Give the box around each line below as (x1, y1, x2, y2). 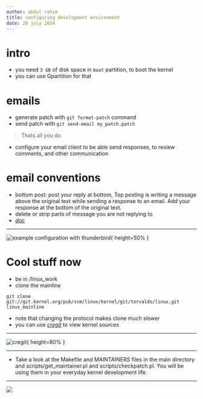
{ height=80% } (26, 339, 65, 346)
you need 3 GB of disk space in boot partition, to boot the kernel (14, 66, 173, 73)
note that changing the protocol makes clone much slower (14, 315, 160, 322)
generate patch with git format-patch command (14, 114, 137, 121)
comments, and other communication (14, 150, 109, 157)
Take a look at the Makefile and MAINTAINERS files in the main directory (14, 356, 195, 363)
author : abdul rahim (6, 8, 59, 15)
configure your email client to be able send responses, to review (14, 143, 175, 151)
